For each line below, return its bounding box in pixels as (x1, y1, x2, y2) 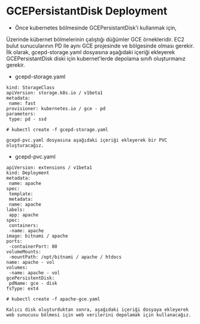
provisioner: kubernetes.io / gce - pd (6, 105, 106, 112)
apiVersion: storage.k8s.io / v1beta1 (6, 90, 103, 96)
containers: (8, 222, 39, 228)
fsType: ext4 (6, 286, 39, 292)
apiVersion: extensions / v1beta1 (6, 164, 93, 171)
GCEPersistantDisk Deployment (6, 4, 168, 18)
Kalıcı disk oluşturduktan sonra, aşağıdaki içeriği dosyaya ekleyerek (6, 307, 189, 313)
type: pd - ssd (8, 116, 47, 122)
